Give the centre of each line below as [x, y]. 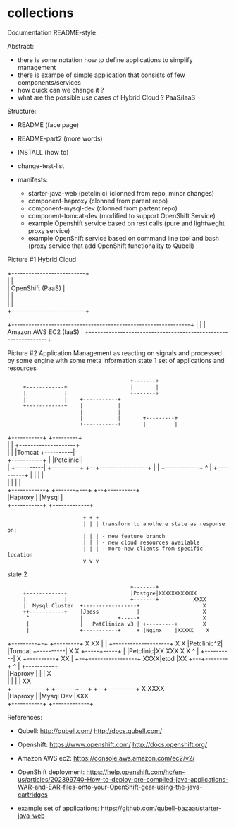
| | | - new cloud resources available [141, 542]
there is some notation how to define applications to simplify [105, 60]
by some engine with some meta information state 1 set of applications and [116, 360]
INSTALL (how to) [43, 152]
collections [41, 13]
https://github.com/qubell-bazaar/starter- [161, 808]
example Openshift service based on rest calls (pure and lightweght [126, 223]
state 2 [17, 574]
